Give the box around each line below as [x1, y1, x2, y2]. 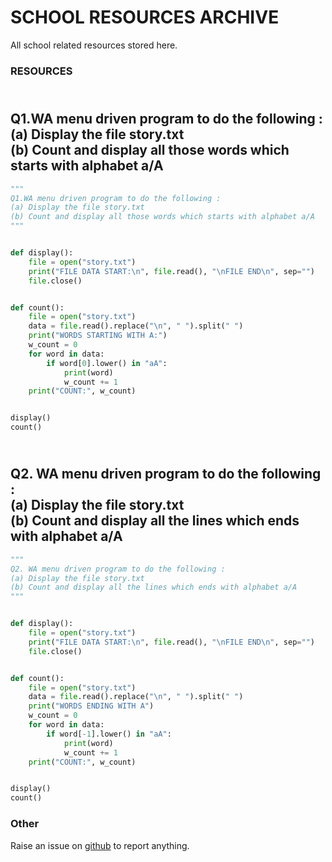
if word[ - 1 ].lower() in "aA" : [46, 729, 172, 739]
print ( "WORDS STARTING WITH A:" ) [28, 331, 168, 341]
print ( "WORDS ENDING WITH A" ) [28, 701, 155, 711]
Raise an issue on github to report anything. [10, 839, 190, 851]
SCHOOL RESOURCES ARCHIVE [10, 6, 280, 29]
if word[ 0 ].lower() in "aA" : [46, 358, 168, 368]
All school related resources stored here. [10, 39, 178, 51]
